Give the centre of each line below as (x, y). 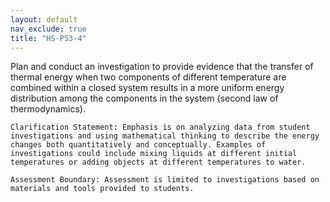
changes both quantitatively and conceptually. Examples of (138, 145)
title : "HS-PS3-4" (48, 38)
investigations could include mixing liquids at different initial (154, 154)
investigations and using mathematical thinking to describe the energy (165, 136)
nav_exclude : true (48, 29)
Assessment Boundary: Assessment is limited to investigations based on (165, 180)
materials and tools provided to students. (102, 189)
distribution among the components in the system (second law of (144, 98)
